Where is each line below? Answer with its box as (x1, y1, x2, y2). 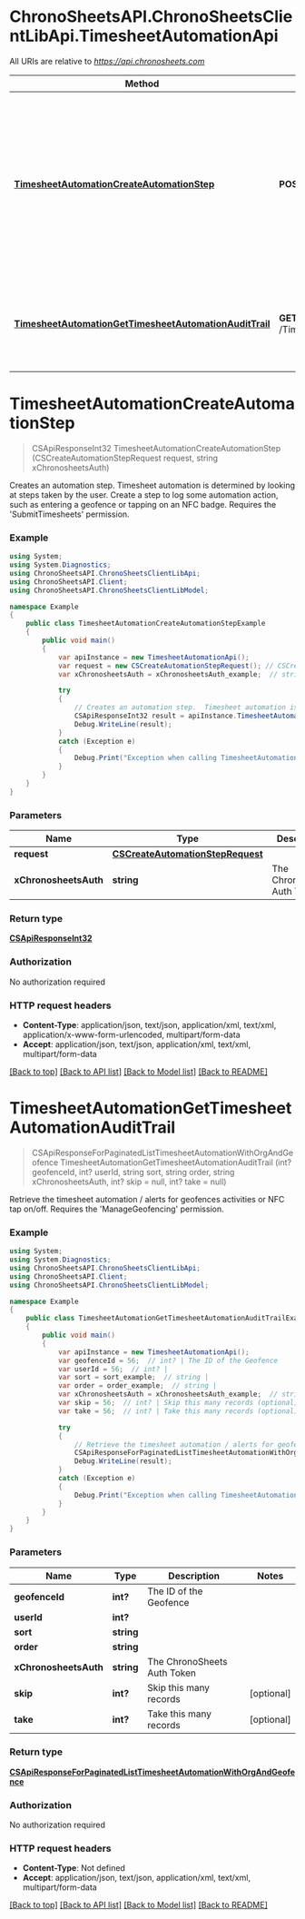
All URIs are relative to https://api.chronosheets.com (9, 55, 205, 66)
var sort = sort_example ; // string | (57, 1373, 209, 1382)
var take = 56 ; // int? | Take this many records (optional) (57, 1406, 299, 1416)
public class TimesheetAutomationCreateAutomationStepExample (25, 619, 266, 628)
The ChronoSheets (147, 1655, 228, 1667)
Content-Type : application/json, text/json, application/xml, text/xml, (22, 1019, 277, 1030)
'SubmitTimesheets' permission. (9, 509, 130, 519)
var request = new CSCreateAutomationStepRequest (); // (57, 661, 274, 670)
